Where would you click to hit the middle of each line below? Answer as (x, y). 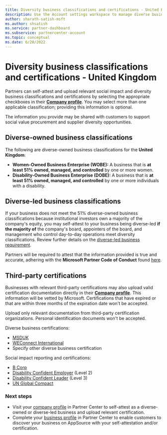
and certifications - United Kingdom (81, 77)
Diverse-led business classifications (63, 201)
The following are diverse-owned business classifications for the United (79, 149)
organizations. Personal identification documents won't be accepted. (76, 319)
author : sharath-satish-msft (35, 19)
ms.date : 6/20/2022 (25, 42)
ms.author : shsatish (27, 24)
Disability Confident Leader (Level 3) (50, 378)
